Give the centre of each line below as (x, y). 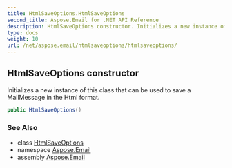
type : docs (23, 33)
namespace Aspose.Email (54, 149)
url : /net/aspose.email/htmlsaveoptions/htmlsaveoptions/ (92, 45)
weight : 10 (23, 39)
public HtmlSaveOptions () (44, 110)
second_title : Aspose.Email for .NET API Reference (83, 20)
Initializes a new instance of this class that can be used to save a (99, 90)
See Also (22, 127)
